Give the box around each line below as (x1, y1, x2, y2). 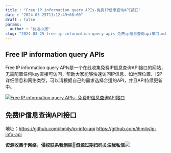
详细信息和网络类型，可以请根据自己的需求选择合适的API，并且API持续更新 (5, 77, 163, 83)
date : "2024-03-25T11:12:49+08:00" (5, 12, 83, 17)
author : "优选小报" (10, 27, 51, 32)
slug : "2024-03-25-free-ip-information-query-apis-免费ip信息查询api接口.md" (5, 31, 168, 36)
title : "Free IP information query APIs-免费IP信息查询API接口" (5, 7, 141, 13)
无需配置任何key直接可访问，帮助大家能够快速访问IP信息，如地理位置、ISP (5, 71, 162, 77)
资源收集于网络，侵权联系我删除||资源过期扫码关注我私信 (5, 142, 125, 148)
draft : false (5, 17, 36, 22)
